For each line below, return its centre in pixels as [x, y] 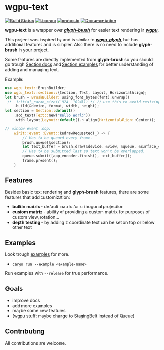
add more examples [32, 306]
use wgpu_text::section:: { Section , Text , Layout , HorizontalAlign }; [76, 93]
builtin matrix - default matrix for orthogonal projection [68, 206]
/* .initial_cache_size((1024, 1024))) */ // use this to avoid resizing [84, 102]
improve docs [26, 300]
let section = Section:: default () [40, 111]
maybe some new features [39, 311]
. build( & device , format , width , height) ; [56, 106]
